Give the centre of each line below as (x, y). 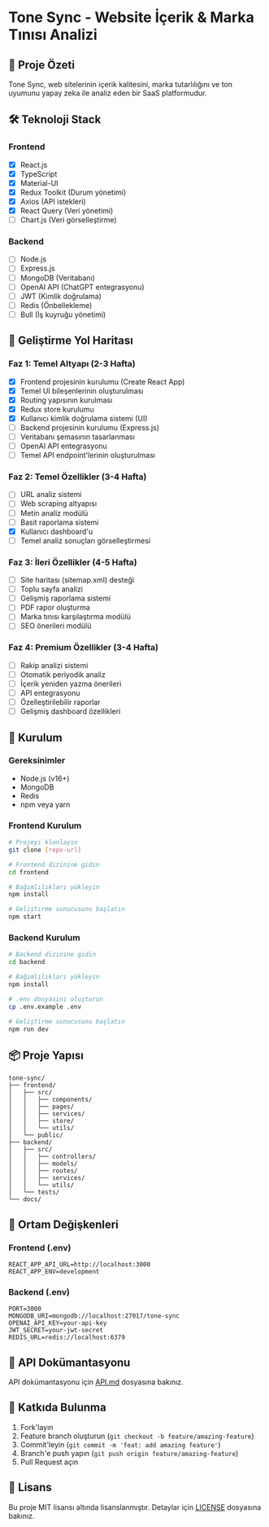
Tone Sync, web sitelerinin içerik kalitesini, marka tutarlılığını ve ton (121, 84)
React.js (34, 165)
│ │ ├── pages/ (41, 1107)
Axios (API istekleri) (53, 201)
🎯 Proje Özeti (42, 65)
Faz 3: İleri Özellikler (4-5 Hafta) (73, 562)
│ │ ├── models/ (43, 1164)
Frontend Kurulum (45, 825)
